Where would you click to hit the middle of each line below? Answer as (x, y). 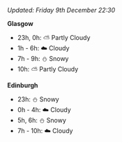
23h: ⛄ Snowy (38, 99)
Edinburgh (23, 85)
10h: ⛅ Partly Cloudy (48, 69)
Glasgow (20, 23)
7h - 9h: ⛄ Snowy (43, 58)
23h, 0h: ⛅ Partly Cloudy (54, 37)
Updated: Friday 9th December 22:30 (61, 10)
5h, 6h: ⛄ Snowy (41, 120)
